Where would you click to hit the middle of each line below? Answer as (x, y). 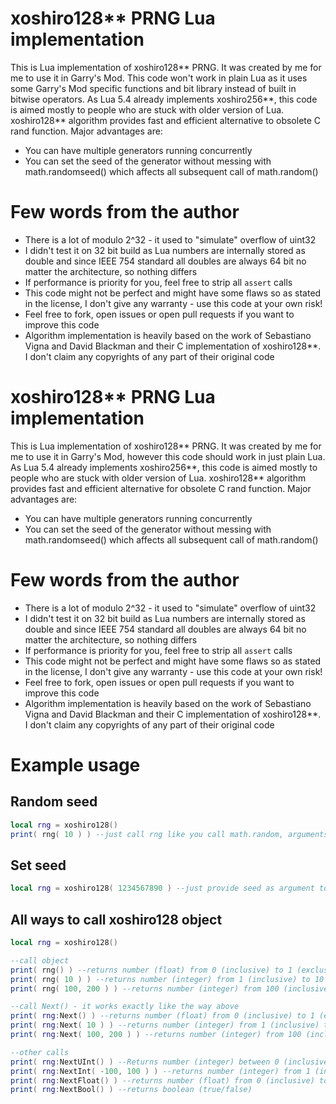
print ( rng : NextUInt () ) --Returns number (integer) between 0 (145, 1062)
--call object (40, 960)
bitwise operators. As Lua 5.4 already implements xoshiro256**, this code (164, 99)
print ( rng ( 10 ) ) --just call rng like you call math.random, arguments (169, 834)
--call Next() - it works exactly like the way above (125, 1007)
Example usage (75, 764)
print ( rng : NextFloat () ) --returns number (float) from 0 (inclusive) (162, 1080)
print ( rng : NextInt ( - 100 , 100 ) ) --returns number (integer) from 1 (160, 1071)
